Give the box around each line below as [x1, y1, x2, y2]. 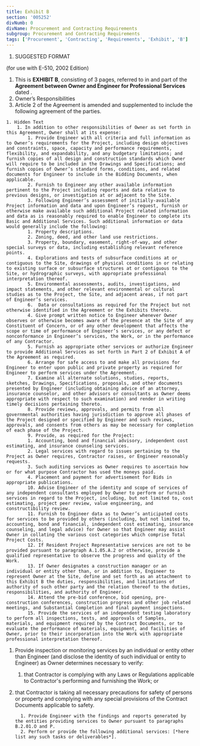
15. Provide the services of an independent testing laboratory [27, 610, 191, 616]
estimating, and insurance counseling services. [6, 443, 130, 449]
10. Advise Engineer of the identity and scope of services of [27, 485, 188, 491]
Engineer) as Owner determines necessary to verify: [14, 659, 144, 666]
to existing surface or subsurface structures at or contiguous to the [6, 266, 188, 272]
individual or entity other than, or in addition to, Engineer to [6, 568, 175, 574]
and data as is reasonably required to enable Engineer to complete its [6, 213, 191, 219]
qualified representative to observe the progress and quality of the [6, 553, 186, 559]
